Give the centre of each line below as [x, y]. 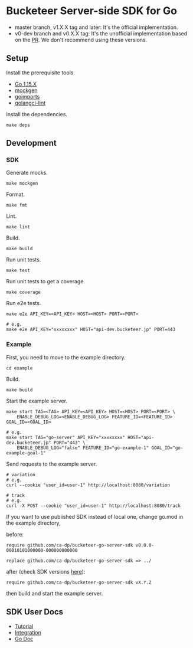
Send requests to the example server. [52, 464]
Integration [28, 632]
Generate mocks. [27, 173]
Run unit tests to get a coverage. [46, 282]
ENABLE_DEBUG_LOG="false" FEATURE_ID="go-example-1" [83, 448]
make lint [18, 227]
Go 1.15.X [26, 84]
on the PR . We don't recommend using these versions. [81, 40]
